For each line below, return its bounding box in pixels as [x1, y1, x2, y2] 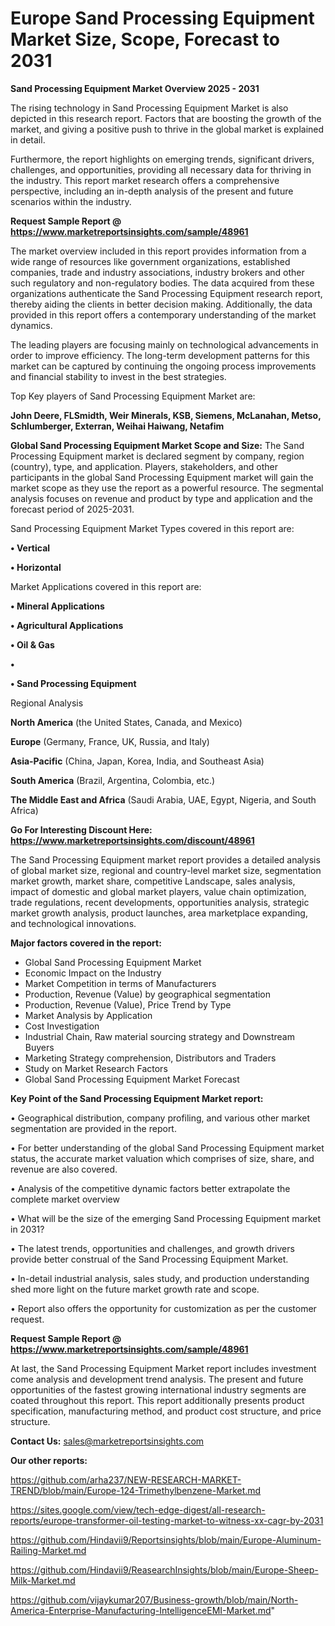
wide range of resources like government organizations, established [10, 255, 291, 267]
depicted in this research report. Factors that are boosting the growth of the [10, 112, 322, 124]
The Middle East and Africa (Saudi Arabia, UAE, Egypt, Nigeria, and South [10, 793, 317, 806]
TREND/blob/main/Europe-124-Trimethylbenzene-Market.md [10, 1484, 262, 1496]
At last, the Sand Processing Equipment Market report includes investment [10, 1362, 317, 1374]
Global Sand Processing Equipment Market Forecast [24, 1073, 240, 1085]
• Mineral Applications [10, 600, 105, 612]
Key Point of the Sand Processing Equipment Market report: [10, 1092, 264, 1104]
